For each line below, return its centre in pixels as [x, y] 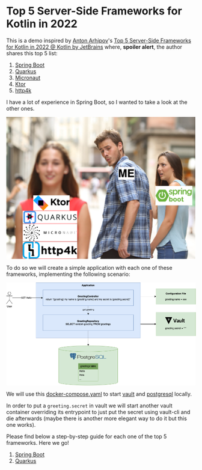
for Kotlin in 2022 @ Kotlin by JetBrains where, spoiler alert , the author [94, 47]
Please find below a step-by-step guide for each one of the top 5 [87, 436]
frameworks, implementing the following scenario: [68, 274]
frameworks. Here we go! [38, 442]
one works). [21, 424]
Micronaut [28, 78]
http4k [23, 90]
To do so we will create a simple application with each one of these [89, 268]
